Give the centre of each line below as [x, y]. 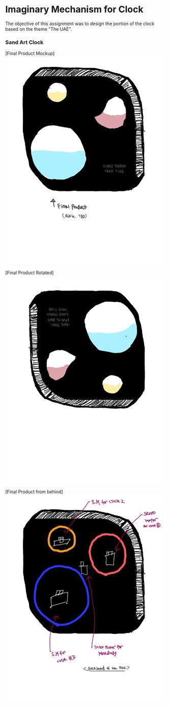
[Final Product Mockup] [30, 53]
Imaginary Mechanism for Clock [74, 9]
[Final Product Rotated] [30, 273]
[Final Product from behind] [34, 492]
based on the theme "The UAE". [39, 29]
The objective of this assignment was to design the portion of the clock [80, 24]
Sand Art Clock [24, 42]
